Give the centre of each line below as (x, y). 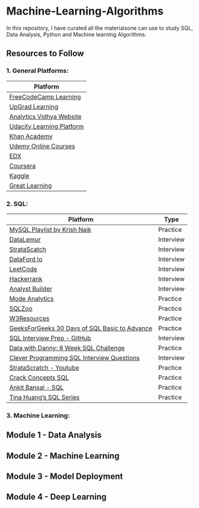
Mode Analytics (31, 299)
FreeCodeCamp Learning (45, 97)
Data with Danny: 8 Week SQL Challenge (67, 348)
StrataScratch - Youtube (44, 367)
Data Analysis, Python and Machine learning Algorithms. (77, 34)
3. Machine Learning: (38, 415)
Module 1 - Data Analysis (54, 435)
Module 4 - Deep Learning (57, 497)
